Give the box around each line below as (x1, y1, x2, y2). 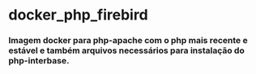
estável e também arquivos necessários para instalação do (8, 45, 245, 56)
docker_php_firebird (8, 6, 148, 24)
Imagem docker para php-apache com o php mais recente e (8, 35, 249, 46)
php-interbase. (8, 55, 70, 67)
